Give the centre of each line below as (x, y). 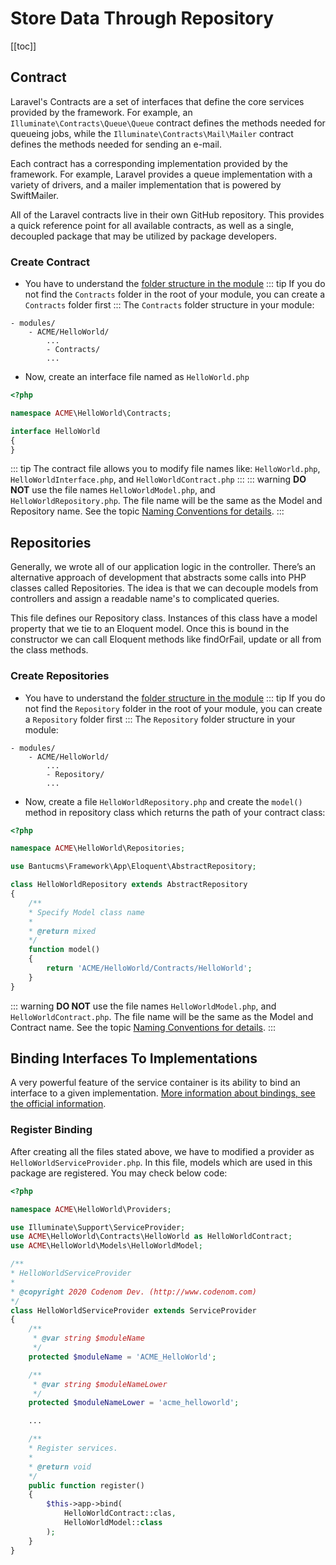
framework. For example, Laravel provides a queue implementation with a (161, 174)
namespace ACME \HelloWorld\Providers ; (91, 1209)
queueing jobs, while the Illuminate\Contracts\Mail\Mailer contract (152, 133)
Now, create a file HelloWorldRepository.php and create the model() (163, 801)
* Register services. (73, 1448)
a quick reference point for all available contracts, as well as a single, (152, 225)
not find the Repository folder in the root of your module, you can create (173, 708)
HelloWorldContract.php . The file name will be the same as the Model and (162, 1016)
